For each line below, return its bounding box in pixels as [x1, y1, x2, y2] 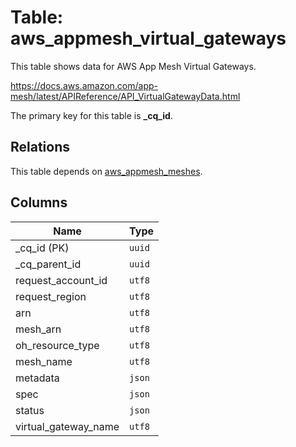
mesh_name [15, 354, 73, 368]
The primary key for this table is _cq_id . [10, 109, 173, 121]
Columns [10, 194, 68, 211]
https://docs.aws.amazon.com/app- [10, 79, 159, 91]
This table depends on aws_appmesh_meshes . [10, 165, 203, 177]
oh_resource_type [15, 338, 100, 352]
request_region [15, 289, 87, 303]
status [15, 403, 45, 417]
